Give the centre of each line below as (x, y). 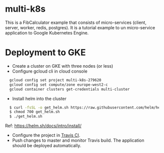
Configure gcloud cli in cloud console (50, 71)
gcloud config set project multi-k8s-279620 (55, 80)
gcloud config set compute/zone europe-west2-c (59, 85)
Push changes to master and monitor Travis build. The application (78, 140)
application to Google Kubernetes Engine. (47, 33)
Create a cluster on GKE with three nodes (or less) (62, 66)
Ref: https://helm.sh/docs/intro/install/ (43, 126)
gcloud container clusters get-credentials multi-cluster (70, 89)
